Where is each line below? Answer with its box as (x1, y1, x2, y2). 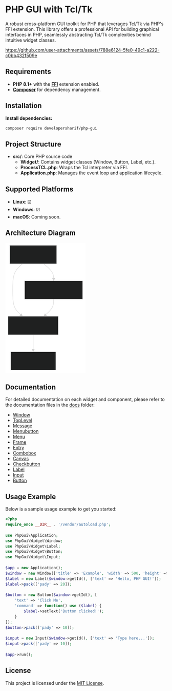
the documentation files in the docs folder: (5, 402, 95, 408)
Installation (5, 101, 42, 110)
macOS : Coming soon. (12, 214, 61, 220)
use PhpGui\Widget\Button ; (5, 549, 63, 554)
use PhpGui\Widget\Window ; (5, 538, 63, 543)
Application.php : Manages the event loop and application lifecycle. (20, 170, 163, 176)
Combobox (12, 450, 36, 456)
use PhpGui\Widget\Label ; (5, 543, 60, 549)
